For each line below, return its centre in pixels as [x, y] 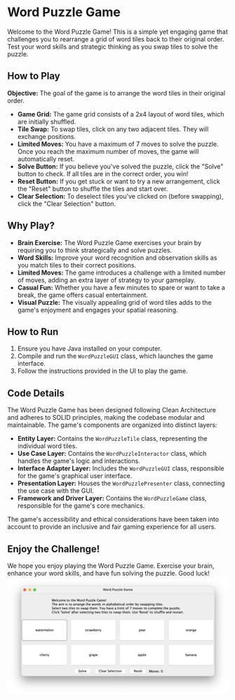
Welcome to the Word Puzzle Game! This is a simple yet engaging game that [117, 32]
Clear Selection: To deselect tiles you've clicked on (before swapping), [120, 196]
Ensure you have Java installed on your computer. [90, 349]
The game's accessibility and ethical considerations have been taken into [113, 520]
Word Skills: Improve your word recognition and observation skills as [117, 258]
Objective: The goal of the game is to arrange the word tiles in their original [116, 93]
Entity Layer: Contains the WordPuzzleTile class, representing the [112, 439]
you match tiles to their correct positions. [77, 265]
